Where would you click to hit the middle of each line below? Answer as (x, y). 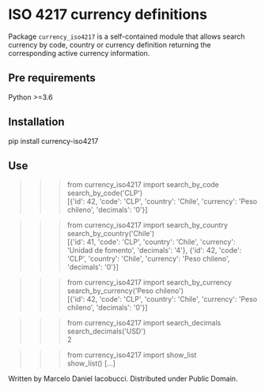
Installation (36, 122)
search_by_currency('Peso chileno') (125, 291)
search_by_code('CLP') (105, 193)
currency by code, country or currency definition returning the (110, 44)
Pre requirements (52, 78)
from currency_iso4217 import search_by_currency (149, 283)
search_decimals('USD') (106, 331)
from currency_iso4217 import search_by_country (147, 225)
